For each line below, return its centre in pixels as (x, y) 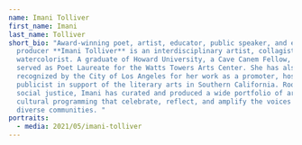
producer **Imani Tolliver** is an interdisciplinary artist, (136, 51)
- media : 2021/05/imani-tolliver (79, 127)
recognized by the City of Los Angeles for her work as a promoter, (148, 77)
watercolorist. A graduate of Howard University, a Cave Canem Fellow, (154, 59)
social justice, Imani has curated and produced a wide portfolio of (150, 93)
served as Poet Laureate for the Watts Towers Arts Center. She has (148, 68)
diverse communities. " (61, 110)
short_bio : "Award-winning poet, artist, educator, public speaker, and (148, 43)
